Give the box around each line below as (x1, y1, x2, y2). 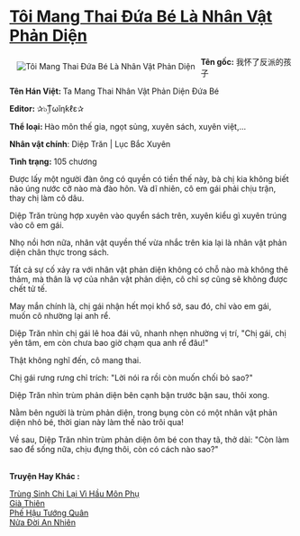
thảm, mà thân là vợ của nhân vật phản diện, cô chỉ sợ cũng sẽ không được (9, 273, 288, 285)
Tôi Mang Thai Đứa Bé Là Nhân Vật (9, 6, 273, 27)
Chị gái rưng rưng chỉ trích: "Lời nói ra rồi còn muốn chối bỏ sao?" (9, 372, 254, 383)
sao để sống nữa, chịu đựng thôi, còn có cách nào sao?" (9, 443, 219, 454)
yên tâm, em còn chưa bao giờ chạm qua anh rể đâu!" (9, 337, 209, 348)
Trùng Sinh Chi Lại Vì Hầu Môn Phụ (9, 488, 140, 499)
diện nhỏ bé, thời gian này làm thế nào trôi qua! (9, 416, 185, 427)
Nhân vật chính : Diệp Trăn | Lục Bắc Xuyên (9, 138, 171, 150)
